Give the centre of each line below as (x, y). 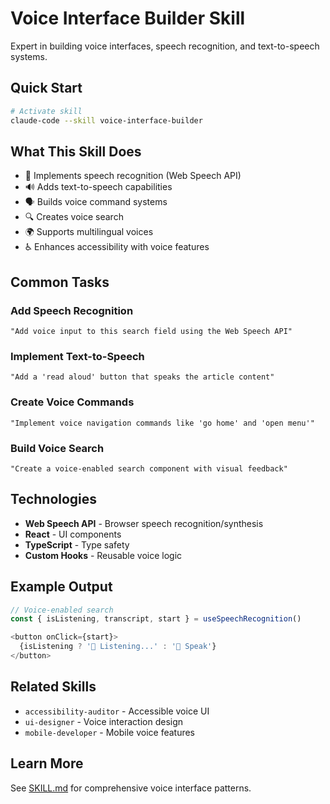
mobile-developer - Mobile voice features (110, 732)
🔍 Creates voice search (74, 217)
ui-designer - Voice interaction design (104, 721)
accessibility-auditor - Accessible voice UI (117, 711)
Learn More (47, 763)
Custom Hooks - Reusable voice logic (103, 555)
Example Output (61, 587)
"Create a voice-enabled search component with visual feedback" (149, 468)
